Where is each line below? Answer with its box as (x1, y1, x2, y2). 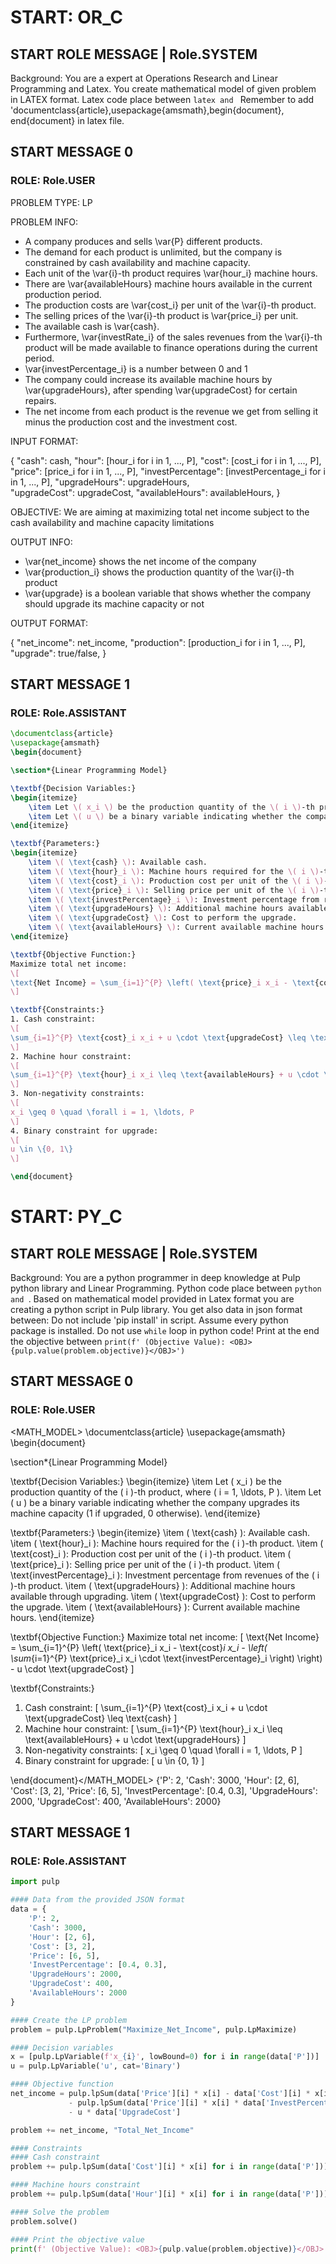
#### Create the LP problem (10, 2015, 128, 2025)
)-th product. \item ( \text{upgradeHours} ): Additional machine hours (10, 1579, 296, 1591)
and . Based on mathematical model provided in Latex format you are (10, 1293, 295, 1305)
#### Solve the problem (10, 2207, 110, 2217)
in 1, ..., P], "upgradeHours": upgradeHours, (10, 476, 190, 488)
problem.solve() (10, 2216, 78, 2226)
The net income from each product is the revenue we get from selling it (24, 405, 319, 417)
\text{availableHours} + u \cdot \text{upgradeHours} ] (24, 1733, 247, 1745)
